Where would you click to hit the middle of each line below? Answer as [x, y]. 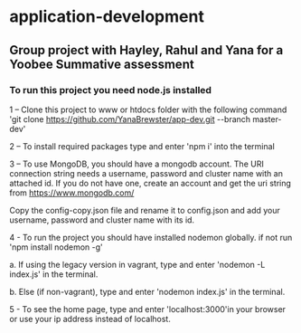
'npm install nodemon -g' [56, 247]
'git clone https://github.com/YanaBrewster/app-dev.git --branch [130, 119]
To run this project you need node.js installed [111, 90]
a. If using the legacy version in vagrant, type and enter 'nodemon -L [137, 264]
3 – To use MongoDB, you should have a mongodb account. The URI [136, 164]
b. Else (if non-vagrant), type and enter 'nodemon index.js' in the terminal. [147, 291]
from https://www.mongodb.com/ [72, 193]
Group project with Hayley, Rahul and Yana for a [146, 50]
